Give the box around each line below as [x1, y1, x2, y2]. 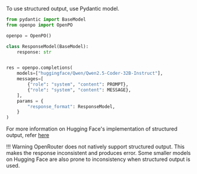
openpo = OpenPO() [6, 33, 52, 39]
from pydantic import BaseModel [6, 17, 86, 23]
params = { [17, 98, 44, 104]
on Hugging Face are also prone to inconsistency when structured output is [6, 156, 191, 163]
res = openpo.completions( [6, 65, 73, 71]
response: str [17, 49, 52, 55]
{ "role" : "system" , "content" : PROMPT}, [27, 81, 129, 87]
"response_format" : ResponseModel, [27, 103, 116, 109]
